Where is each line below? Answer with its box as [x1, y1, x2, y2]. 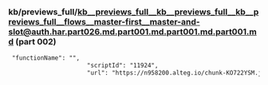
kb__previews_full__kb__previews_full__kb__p [77, 6, 259, 17]
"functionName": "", [11, 54, 81, 62]
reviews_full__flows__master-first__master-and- [8, 16, 201, 27]
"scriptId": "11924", [86, 62, 159, 70]
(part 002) [15, 36, 57, 47]
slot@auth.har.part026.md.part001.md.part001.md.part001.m [8, 26, 257, 37]
